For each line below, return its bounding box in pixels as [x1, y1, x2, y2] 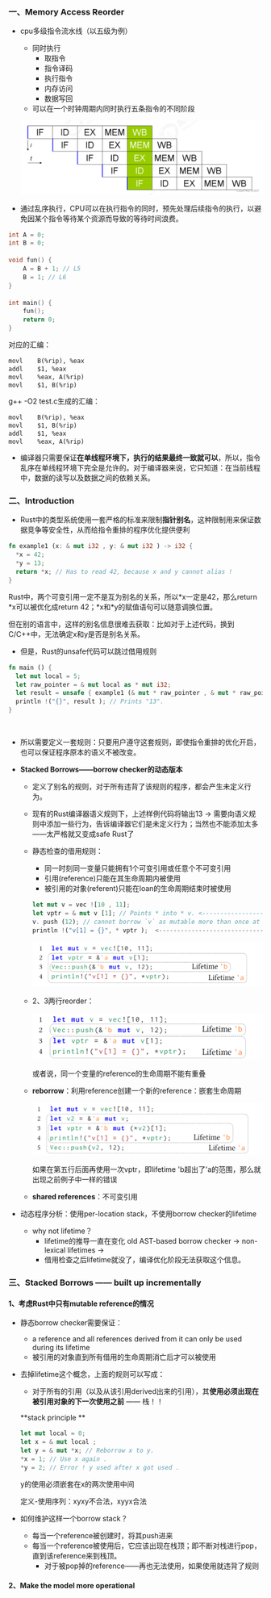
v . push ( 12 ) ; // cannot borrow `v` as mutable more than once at [31, 918, 261, 926]
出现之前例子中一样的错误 [31, 1175, 118, 1185]
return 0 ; [23, 316, 56, 324]
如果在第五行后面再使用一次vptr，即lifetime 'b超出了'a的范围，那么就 [31, 1165, 261, 1174]
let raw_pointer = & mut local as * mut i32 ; [15, 680, 172, 688]
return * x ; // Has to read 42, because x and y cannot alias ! [15, 568, 232, 576]
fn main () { [8, 663, 52, 671]
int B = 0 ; [8, 239, 45, 247]
